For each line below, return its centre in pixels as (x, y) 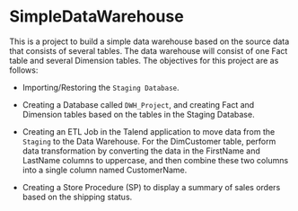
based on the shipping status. (77, 197)
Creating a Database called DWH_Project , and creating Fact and (138, 104)
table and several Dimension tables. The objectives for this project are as (144, 60)
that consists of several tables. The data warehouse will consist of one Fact (149, 50)
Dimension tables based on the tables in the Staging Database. (138, 114)
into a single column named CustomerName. (105, 170)
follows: (24, 70)
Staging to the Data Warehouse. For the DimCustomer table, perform (149, 141)
